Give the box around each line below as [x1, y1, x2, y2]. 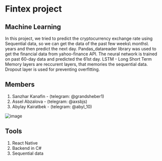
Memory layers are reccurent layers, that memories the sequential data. [5, 62, 148, 67]
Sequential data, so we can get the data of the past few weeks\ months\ [5, 41, 149, 47]
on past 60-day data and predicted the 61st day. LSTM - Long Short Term [5, 56, 152, 62]
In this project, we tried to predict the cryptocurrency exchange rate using [5, 35, 153, 41]
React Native [12, 140, 38, 146]
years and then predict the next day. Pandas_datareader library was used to [5, 46, 157, 51]
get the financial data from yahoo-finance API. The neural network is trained [5, 51, 158, 57]
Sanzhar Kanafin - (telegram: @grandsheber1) [12, 93, 104, 99]
